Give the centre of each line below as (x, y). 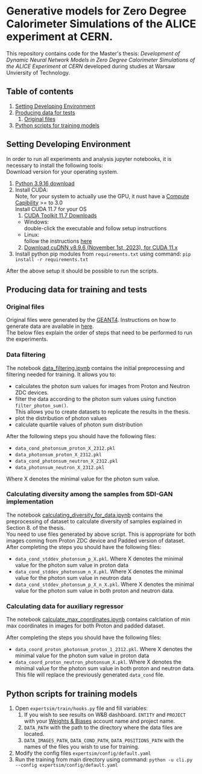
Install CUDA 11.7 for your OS (51, 209)
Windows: (36, 222)
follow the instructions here (58, 241)
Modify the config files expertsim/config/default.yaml (83, 753)
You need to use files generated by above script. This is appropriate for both (101, 534)
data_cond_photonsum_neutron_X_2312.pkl (66, 461)
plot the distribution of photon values (61, 418)
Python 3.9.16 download (45, 183)
